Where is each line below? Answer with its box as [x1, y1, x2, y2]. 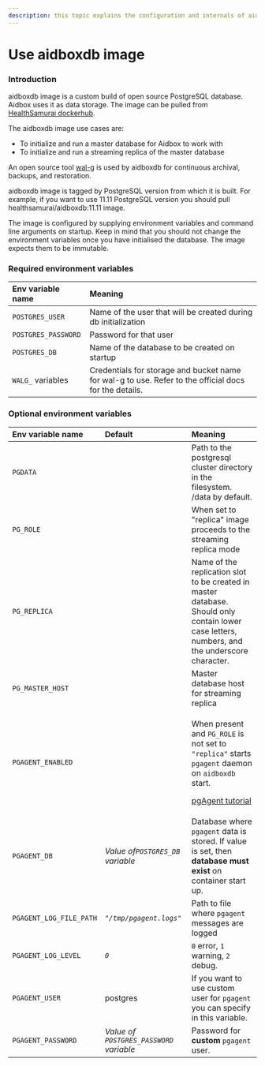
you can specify [191, 1002, 251, 1013]
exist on [191, 865, 222, 876]
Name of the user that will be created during [89, 307, 253, 318]
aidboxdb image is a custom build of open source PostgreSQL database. [8, 92, 244, 101]
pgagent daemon [191, 757, 252, 769]
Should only [191, 605, 236, 616]
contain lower [191, 615, 242, 627]
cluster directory [191, 462, 253, 473]
